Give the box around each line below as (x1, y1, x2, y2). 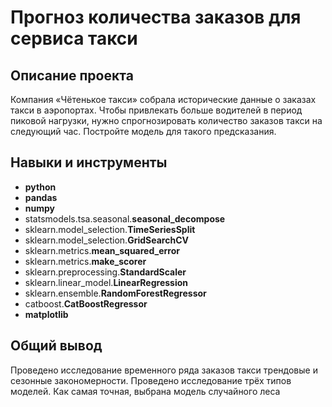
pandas (24, 191, 58, 203)
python (24, 181, 57, 193)
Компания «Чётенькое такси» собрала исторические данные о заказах (10, 94, 317, 105)
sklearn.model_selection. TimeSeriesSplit (24, 223, 196, 235)
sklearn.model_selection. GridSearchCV (24, 234, 189, 246)
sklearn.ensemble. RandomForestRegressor (24, 287, 207, 299)
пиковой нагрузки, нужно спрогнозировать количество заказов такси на (10, 115, 323, 126)
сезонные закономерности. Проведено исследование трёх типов (10, 374, 292, 386)
